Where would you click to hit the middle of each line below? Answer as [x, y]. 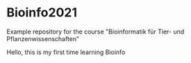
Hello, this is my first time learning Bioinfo [66, 52]
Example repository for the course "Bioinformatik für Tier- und [95, 32]
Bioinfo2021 [42, 13]
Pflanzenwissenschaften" [43, 38]
